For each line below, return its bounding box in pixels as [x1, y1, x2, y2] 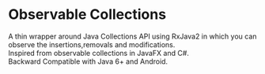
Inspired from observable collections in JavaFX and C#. [8, 48, 190, 57]
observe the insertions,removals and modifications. [8, 39, 176, 49]
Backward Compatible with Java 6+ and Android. [8, 57, 168, 66]
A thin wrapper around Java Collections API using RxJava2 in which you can [8, 31, 257, 41]
